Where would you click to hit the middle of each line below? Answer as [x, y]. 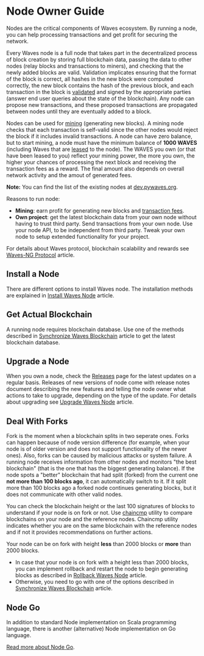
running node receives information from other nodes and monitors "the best [101, 462]
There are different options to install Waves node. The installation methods [100, 289]
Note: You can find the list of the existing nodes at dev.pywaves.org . [92, 187]
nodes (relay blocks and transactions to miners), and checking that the [95, 66]
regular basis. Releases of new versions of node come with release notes [98, 382]
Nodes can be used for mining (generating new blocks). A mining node [95, 123]
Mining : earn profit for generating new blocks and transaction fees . [100, 210]
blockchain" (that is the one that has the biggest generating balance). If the [100, 468]
